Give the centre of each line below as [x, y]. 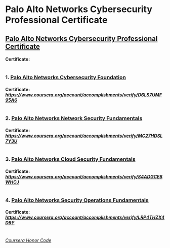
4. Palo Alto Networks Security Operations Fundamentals [77, 200]
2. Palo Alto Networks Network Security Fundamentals [74, 118]
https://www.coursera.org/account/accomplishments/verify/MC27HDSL [84, 136]
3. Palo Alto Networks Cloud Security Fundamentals [70, 159]
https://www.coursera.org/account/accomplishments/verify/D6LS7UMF [84, 95]
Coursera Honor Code [28, 240]
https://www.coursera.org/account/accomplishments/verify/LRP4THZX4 [85, 217]
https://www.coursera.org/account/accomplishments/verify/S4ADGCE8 [84, 176]
